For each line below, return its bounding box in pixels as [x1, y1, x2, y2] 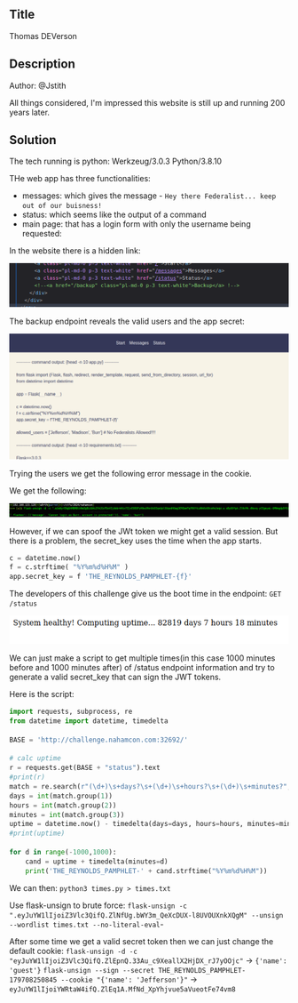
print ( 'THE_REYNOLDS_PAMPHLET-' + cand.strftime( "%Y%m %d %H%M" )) [25, 866, 268, 875]
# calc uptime [9, 754, 62, 763]
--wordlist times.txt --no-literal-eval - [9, 919, 164, 929]
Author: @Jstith [9, 80, 67, 91]
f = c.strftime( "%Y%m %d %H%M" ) [9, 563, 129, 572]
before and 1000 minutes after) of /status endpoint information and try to [9, 662, 275, 672]
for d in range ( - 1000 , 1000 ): [9, 848, 117, 857]
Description [9, 57, 75, 72]
